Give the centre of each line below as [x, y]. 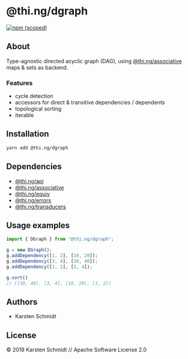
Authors [22, 302]
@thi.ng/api [29, 181]
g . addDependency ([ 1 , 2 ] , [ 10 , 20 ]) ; [52, 256]
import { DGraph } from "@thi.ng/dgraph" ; [60, 239]
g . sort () [17, 277]
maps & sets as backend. [37, 67]
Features [20, 83]
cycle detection [34, 96]
